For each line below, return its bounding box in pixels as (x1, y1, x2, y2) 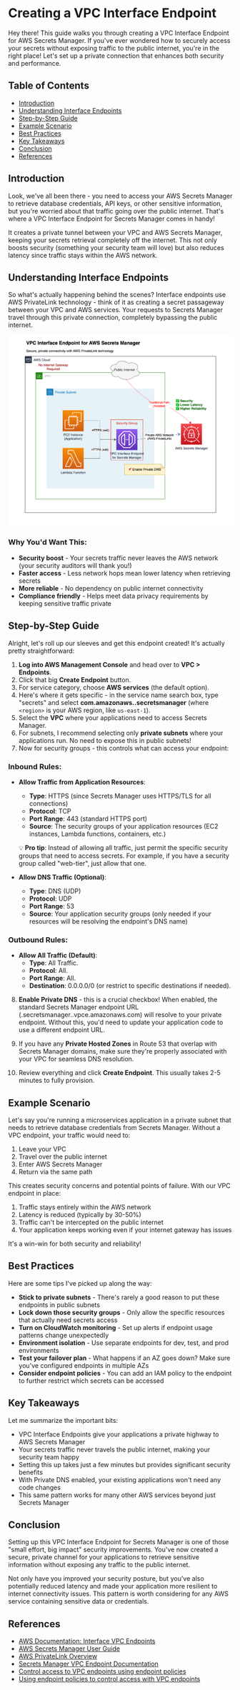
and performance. (8, 59, 61, 67)
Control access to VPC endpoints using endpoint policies (18, 1667, 186, 1676)
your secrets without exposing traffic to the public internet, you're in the (8, 44, 220, 52)
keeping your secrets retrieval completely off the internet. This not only (8, 236, 217, 244)
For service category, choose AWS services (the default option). (18, 683, 210, 691)
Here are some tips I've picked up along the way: (8, 1279, 152, 1287)
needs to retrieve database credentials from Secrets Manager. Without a (8, 1124, 221, 1132)
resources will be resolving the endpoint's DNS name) (29, 916, 188, 926)
